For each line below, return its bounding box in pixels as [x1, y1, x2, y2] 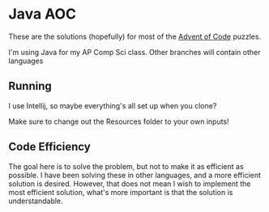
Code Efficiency [8, 140, 91, 154]
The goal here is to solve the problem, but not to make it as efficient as [8, 161, 245, 171]
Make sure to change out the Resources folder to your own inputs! [8, 117, 229, 126]
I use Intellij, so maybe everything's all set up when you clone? [8, 100, 217, 110]
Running [8, 79, 53, 93]
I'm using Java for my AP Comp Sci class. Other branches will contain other [8, 47, 261, 57]
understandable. [8, 196, 63, 206]
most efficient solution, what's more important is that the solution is [8, 187, 233, 197]
